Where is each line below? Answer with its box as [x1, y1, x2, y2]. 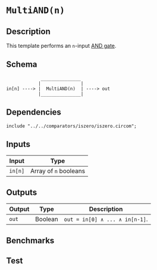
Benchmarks [6, 235, 55, 246]
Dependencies [6, 107, 61, 118]
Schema [6, 59, 37, 70]
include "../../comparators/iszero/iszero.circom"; [6, 123, 137, 129]
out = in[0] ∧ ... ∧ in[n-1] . [64, 215, 148, 223]
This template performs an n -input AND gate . [6, 42, 117, 49]
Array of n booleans [30, 167, 85, 175]
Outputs [6, 187, 37, 197]
